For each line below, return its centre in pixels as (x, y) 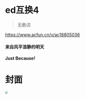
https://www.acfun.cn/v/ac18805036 (42, 35)
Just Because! (20, 58)
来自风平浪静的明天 (25, 47)
